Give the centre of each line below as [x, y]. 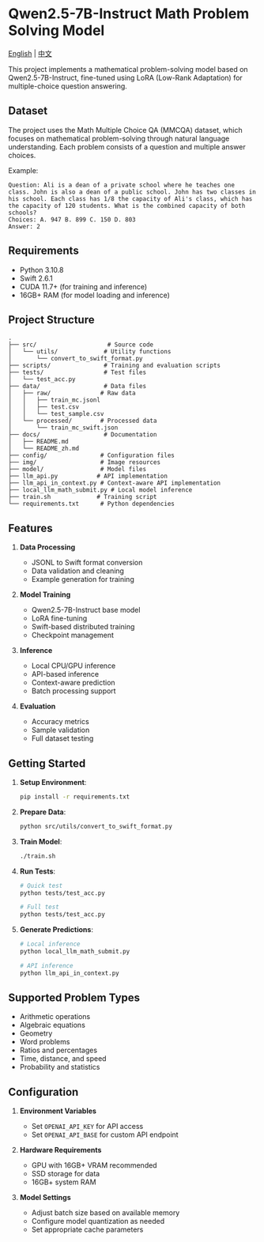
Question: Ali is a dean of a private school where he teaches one [122, 185]
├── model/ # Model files [77, 470]
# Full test [39, 907]
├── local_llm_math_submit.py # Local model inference [100, 490]
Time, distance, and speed [63, 1059]
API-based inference [65, 674]
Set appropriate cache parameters [87, 1229]
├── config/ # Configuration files [92, 455]
